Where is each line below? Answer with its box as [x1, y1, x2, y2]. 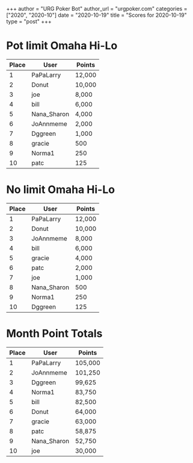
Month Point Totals [6, 327, 103, 340]
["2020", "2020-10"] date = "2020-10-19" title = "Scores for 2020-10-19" [6, 11, 188, 19]
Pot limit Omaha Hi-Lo [6, 39, 118, 53]
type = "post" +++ [6, 18, 52, 25]
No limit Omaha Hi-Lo [6, 183, 115, 197]
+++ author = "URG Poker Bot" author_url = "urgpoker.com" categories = [6, 5, 188, 12]
